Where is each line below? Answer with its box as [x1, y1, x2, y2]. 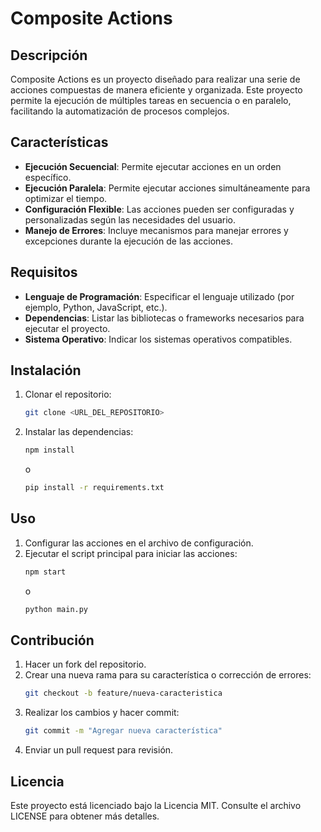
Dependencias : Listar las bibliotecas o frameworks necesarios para [24, 312, 305, 324]
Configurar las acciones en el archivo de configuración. [24, 537, 254, 549]
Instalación [10, 362, 82, 379]
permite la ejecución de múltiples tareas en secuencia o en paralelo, [10, 95, 292, 106]
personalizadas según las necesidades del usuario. [24, 213, 237, 226]
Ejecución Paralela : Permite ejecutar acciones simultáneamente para [24, 182, 311, 194]
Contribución [10, 632, 95, 649]
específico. [24, 171, 72, 183]
